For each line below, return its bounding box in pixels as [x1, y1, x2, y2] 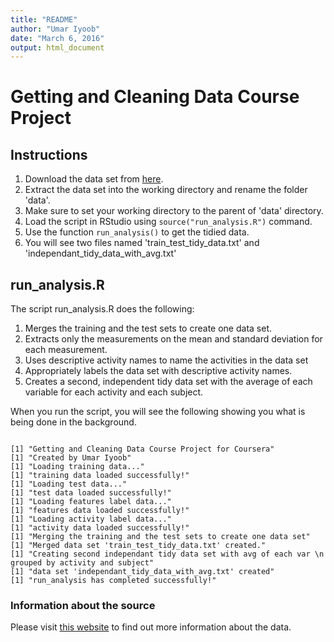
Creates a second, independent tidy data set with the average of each [24, 376, 313, 388]
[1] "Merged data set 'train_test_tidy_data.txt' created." [10, 541, 267, 551]
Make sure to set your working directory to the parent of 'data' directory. [24, 205, 324, 217]
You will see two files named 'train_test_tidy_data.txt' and [24, 237, 260, 249]
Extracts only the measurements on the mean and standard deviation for [24, 333, 323, 345]
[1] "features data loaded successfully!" [10, 506, 190, 516]
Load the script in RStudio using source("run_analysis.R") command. [24, 216, 313, 228]
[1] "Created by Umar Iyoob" [10, 453, 132, 463]
